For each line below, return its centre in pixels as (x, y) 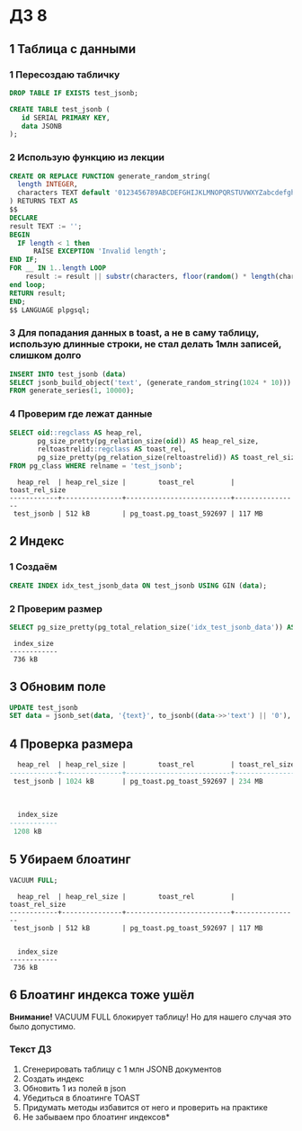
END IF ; (24, 260)
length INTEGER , (48, 184)
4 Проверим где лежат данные (81, 414)
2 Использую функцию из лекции (87, 157)
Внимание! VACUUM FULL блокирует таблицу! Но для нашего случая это (151, 1017)
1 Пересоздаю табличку (65, 75)
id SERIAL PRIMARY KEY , (66, 118)
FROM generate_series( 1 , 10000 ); (72, 391)
